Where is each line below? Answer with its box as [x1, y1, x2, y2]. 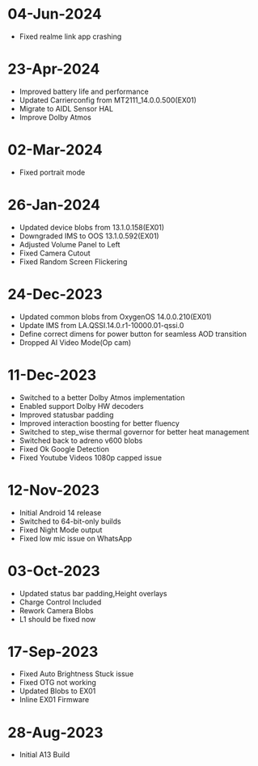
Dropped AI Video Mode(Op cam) [19, 337, 132, 347]
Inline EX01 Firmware [19, 695, 90, 705]
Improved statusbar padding [19, 410, 114, 419]
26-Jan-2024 [7, 196, 100, 214]
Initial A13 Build [19, 750, 70, 760]
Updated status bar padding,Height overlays [19, 588, 167, 598]
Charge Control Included [19, 597, 102, 607]
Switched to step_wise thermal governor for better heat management [19, 427, 250, 436]
